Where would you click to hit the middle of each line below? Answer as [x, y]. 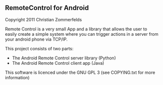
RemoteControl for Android [47, 8]
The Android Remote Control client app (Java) [58, 63]
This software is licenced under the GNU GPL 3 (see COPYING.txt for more [80, 72]
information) [18, 77]
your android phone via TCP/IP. [36, 39]
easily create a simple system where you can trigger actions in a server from [82, 34]
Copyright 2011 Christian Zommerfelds [44, 19]
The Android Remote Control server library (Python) [64, 58]
